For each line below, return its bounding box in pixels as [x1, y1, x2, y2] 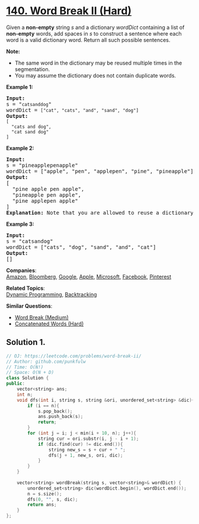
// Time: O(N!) [6, 364, 44, 370]
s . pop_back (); [37, 408, 73, 414]
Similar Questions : [6, 302, 53, 309]
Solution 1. [6, 337, 46, 347]
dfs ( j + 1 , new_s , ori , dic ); [48, 452, 123, 458]
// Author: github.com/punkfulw [6, 359, 86, 365]
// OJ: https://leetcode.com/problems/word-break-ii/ [6, 353, 142, 359]
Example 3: [6, 221, 34, 228]
